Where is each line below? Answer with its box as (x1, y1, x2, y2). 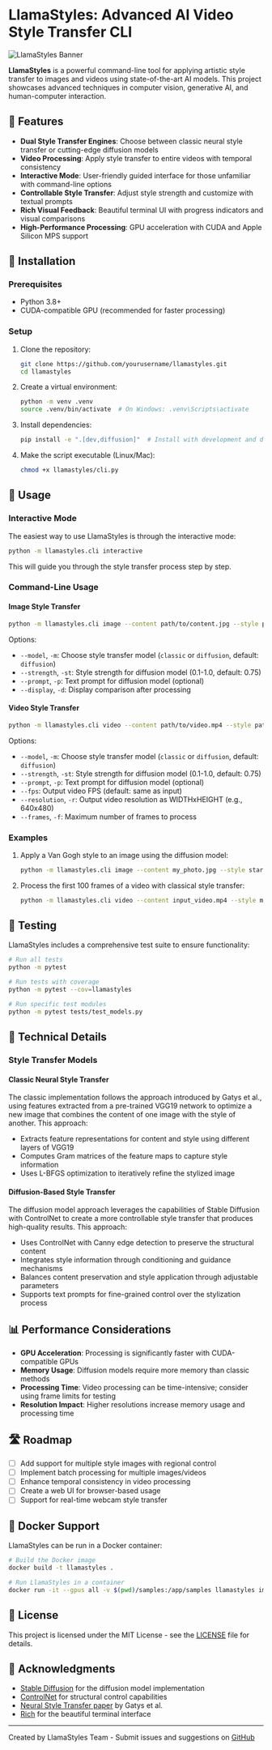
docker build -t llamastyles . (8, 1564, 114, 1573)
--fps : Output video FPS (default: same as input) (19, 786, 182, 796)
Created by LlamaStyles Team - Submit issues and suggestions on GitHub (8, 1732, 255, 1743)
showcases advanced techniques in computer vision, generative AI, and (8, 83, 249, 92)
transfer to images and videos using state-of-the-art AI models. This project (8, 74, 261, 83)
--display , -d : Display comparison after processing (19, 685, 192, 694)
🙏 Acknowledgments (8, 1662, 116, 1675)
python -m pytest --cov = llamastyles (8, 986, 132, 994)
